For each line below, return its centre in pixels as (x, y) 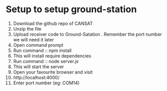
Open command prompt (38, 45)
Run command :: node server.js (46, 61)
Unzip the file (27, 28)
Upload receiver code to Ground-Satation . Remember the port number (88, 34)
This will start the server (38, 67)
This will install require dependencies (52, 56)
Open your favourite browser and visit (53, 72)
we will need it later (33, 40)
